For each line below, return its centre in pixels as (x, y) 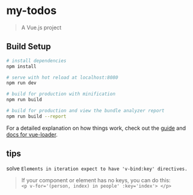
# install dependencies (37, 61)
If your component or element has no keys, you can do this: (96, 180)
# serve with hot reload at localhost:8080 (62, 77)
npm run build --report (37, 116)
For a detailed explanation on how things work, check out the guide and (96, 128)
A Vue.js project (41, 27)
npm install (21, 66)
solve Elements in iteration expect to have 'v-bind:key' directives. (97, 168)
